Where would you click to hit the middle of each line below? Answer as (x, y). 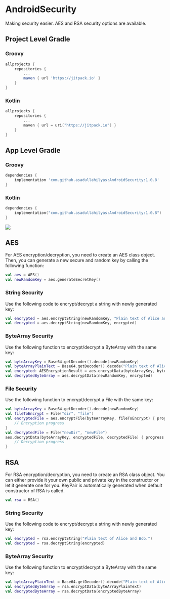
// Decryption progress (39, 442)
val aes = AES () (22, 275)
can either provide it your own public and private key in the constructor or (82, 480)
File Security (21, 389)
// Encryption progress (39, 423)
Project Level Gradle (38, 39)
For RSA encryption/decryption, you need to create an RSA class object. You (85, 475)
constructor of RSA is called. (35, 491)
